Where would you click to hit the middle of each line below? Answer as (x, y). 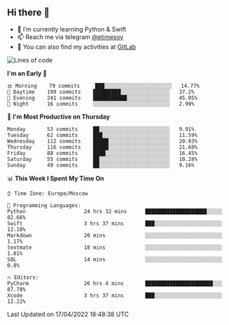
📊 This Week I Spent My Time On (56, 178)
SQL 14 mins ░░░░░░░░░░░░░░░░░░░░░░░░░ (115, 259)
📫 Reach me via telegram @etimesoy (70, 37)
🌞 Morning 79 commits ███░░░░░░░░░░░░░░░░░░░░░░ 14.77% (104, 86)
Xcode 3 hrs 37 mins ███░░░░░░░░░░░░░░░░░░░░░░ (115, 296)
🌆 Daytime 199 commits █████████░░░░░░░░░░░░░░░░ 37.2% (101, 92)
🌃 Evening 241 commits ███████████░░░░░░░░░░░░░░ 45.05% (102, 98)
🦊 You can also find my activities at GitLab (76, 47)
